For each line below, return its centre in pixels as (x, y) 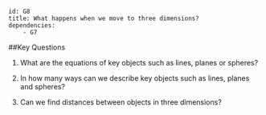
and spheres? (43, 87)
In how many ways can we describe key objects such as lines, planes (135, 78)
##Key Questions (37, 47)
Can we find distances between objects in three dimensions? (121, 102)
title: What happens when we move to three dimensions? (104, 18)
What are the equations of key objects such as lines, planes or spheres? (139, 63)
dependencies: (32, 26)
